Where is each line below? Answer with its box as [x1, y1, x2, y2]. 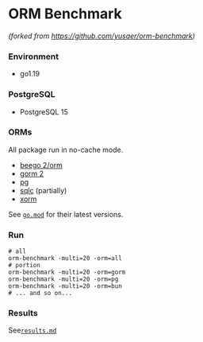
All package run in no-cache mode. [8, 145, 124, 154]
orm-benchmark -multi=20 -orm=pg [8, 275, 119, 283]
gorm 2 [19, 169, 44, 178]
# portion [8, 262, 41, 270]
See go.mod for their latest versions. [8, 209, 124, 219]
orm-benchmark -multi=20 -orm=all [8, 255, 123, 262]
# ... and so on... [8, 290, 73, 297]
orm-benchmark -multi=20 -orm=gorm [8, 268, 126, 277]
